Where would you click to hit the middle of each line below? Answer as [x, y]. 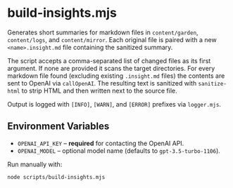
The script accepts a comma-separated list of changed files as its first [109, 60]
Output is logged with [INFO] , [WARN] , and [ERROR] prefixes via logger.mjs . [114, 104]
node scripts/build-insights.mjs [56, 177]
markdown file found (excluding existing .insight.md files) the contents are [116, 76]
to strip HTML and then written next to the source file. [99, 90]
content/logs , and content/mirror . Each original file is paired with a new [112, 39]
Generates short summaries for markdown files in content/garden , [103, 32]
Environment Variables [58, 127]
